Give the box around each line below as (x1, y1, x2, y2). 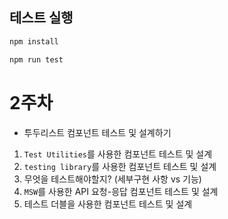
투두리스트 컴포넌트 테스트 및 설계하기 (23, 126, 172, 138)
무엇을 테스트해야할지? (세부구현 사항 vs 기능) (23, 173, 202, 185)
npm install (9, 36, 59, 47)
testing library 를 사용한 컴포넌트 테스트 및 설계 (23, 160, 217, 172)
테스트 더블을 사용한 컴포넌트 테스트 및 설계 (23, 198, 193, 210)
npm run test (9, 54, 64, 65)
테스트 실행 (9, 9, 74, 27)
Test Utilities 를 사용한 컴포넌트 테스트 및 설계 (23, 148, 213, 160)
